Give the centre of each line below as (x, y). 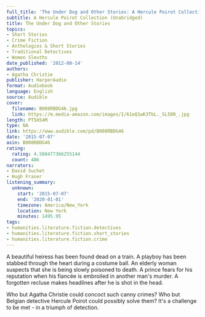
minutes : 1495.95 (39, 217)
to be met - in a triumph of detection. (53, 307)
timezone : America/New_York (53, 205)
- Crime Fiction (27, 40)
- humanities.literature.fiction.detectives (64, 228)
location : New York (42, 211)
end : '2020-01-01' (41, 199)
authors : (17, 69)
